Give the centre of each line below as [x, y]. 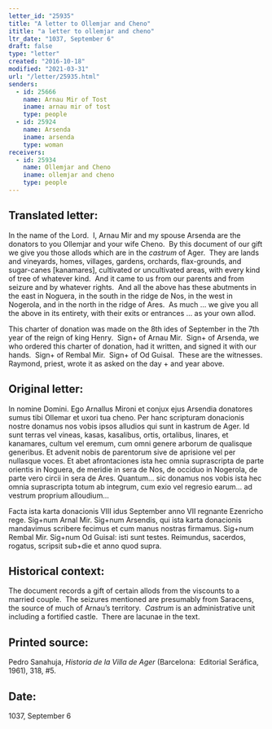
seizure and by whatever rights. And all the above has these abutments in [132, 287]
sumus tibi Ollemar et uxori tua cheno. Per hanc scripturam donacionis [127, 417]
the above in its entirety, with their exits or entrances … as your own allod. [132, 313]
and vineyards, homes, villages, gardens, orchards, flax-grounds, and [125, 261]
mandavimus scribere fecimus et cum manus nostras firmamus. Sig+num [131, 528]
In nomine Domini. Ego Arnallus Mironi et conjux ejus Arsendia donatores [131, 409]
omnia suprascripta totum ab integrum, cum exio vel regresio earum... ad [130, 486]
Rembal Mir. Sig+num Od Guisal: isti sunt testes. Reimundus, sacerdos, [127, 537]
